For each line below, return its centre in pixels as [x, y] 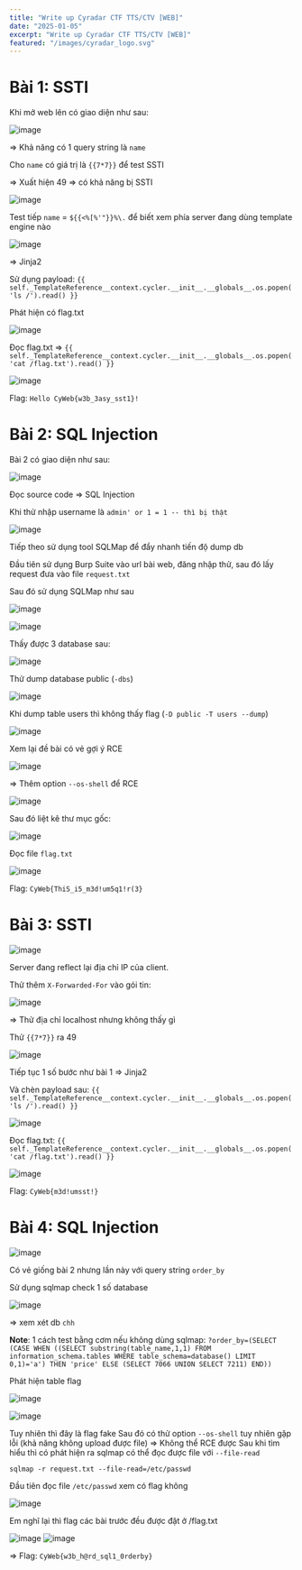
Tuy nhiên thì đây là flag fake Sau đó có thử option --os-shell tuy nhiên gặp [150, 1433]
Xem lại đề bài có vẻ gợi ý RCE [66, 748]
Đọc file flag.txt [41, 854]
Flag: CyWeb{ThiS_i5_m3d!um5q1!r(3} [76, 888]
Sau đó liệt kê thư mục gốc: [60, 819]
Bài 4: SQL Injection [84, 1228]
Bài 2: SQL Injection [84, 435]
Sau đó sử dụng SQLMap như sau [72, 592]
